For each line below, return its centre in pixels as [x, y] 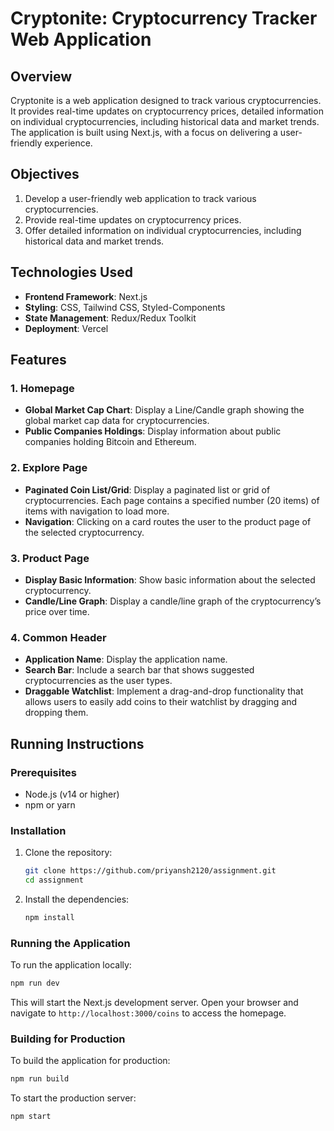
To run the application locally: [71, 965]
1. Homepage [42, 388]
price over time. [57, 611]
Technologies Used [71, 272]
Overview [41, 76]
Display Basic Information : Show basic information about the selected [170, 579]
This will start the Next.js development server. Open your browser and [154, 1002]
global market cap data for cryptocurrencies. [117, 421]
